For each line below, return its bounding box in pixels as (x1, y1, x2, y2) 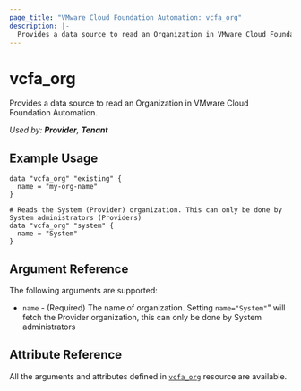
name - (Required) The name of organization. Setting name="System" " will (21, 302, 286, 313)
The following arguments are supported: (9, 285, 159, 295)
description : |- (9, 21, 70, 30)
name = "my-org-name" (17, 183, 99, 191)
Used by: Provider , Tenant (9, 124, 109, 135)
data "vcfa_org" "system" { (9, 221, 115, 231)
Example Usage (9, 150, 99, 166)
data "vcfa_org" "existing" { (9, 174, 123, 183)
